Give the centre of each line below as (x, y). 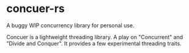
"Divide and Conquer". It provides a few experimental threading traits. (94, 43)
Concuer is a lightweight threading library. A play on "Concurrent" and (95, 37)
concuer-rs (36, 9)
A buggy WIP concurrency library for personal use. (70, 25)
